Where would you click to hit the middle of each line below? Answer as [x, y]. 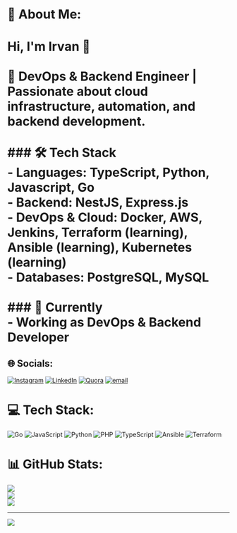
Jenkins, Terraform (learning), [98, 233]
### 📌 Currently [55, 308]
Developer [38, 337]
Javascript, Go [51, 188]
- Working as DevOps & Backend [104, 323]
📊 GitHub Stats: [55, 464]
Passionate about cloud [78, 92]
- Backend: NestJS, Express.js [98, 203]
